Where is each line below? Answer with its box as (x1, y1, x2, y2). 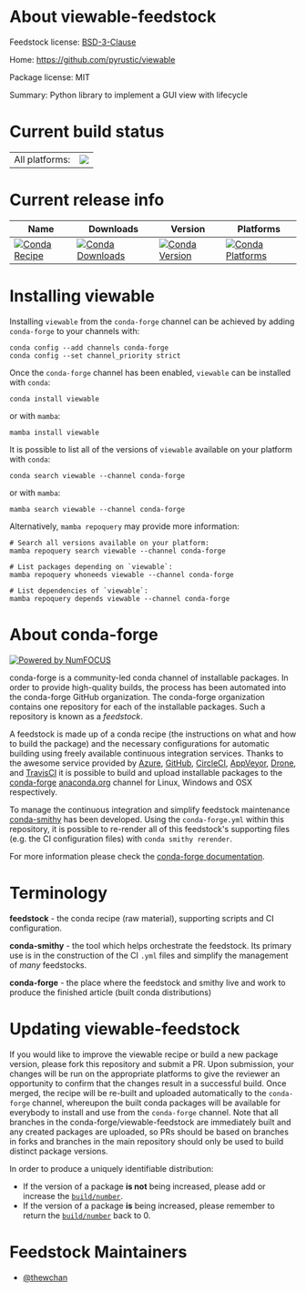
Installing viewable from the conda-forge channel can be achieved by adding (9, 316, 295, 327)
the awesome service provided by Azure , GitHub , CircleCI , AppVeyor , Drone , (9, 758, 297, 768)
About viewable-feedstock (9, 6, 217, 27)
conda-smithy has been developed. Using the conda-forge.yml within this (9, 813, 285, 825)
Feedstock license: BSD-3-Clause (9, 36, 137, 47)
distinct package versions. (9, 1145, 108, 1156)
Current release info (9, 189, 165, 210)
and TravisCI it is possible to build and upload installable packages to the (9, 767, 283, 778)
